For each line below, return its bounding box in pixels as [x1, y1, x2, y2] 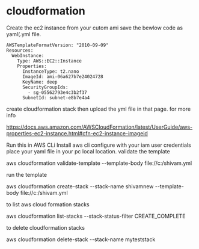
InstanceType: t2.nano [22, 68, 79, 75]
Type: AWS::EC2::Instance [17, 58, 82, 64]
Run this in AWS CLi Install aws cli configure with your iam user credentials [6, 141, 191, 149]
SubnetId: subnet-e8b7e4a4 [22, 94, 90, 100]
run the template [6, 171, 47, 178]
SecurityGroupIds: [22, 84, 69, 90]
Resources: [6, 47, 34, 54]
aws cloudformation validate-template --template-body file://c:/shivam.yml [6, 159, 192, 167]
